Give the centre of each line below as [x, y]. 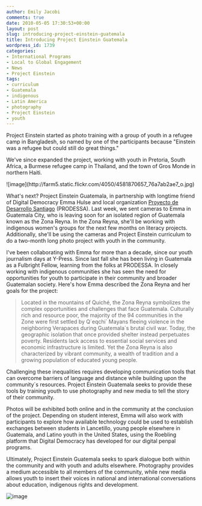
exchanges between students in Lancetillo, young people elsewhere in [93, 428]
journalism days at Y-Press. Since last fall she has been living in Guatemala [99, 259]
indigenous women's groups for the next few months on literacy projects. [97, 228]
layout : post [23, 29]
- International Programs [38, 57]
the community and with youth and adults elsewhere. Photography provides [100, 466]
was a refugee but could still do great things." [63, 148]
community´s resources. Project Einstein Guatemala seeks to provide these [99, 385]
